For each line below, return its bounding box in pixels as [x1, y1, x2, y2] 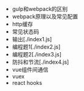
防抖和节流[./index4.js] [12, 58, 69, 66]
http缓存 [12, 21, 33, 27]
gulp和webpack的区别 [12, 5, 68, 12]
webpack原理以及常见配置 [12, 13, 78, 20]
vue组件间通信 [12, 66, 49, 73]
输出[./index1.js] [12, 36, 52, 42]
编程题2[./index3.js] [12, 51, 62, 58]
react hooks [12, 79, 43, 86]
